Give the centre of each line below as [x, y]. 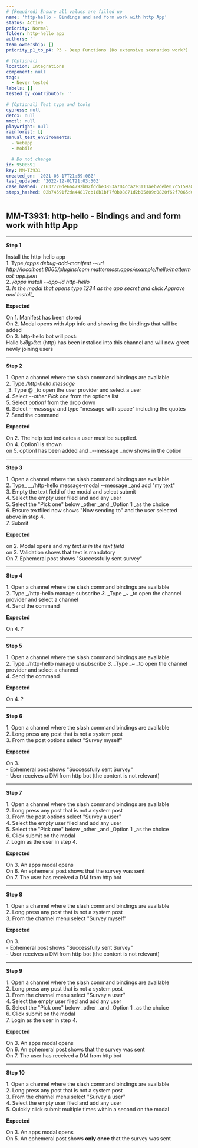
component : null [26, 72]
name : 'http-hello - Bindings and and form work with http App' [87, 17]
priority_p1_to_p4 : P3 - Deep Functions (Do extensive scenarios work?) [97, 50]
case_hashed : [22, 187]
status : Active [25, 22]
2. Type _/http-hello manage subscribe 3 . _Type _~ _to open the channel [94, 593]
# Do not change [31, 159]
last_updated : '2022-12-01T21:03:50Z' [54, 181]
